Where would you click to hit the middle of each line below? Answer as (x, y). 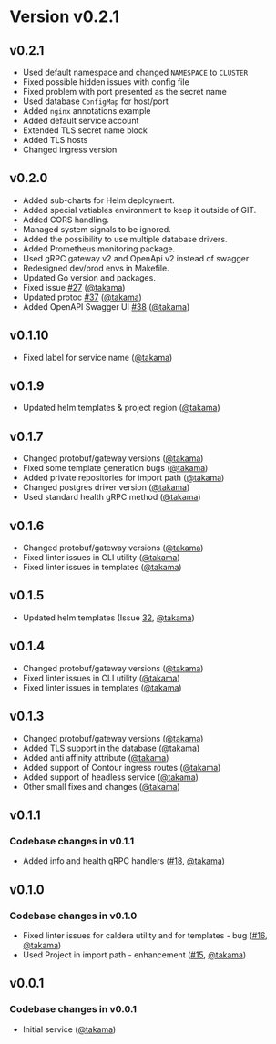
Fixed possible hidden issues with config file (106, 82)
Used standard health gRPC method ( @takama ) (112, 497)
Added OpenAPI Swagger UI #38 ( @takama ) (106, 306)
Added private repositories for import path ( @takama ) (123, 478)
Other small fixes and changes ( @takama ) (101, 786)
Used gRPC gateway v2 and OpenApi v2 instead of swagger (136, 258)
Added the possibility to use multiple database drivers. (125, 239)
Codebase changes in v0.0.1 (73, 1009)
